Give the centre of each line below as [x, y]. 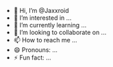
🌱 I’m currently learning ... [50, 25]
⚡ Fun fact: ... [32, 57]
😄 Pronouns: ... [36, 50]
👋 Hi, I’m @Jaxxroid [41, 11]
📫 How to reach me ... [45, 40]
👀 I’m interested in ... [42, 18]
